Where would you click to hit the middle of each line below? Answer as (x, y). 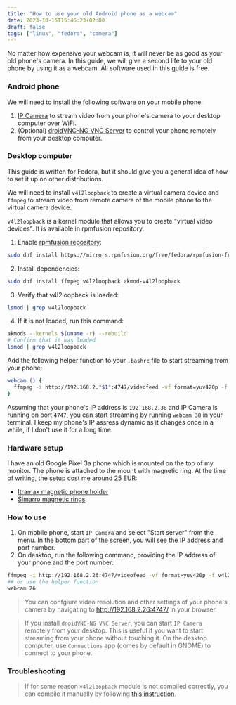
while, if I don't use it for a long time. (60, 429)
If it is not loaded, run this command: (71, 321)
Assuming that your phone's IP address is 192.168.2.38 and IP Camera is (112, 407)
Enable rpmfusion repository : (59, 242)
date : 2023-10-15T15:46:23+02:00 (56, 20)
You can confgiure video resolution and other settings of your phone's (126, 602)
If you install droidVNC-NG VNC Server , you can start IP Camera (113, 623)
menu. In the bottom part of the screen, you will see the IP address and (120, 540)
